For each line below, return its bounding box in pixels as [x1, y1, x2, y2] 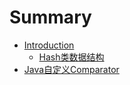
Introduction [23, 39, 75, 51]
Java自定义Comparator [23, 63, 120, 75]
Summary [9, 6, 92, 29]
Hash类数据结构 [38, 51, 105, 63]
